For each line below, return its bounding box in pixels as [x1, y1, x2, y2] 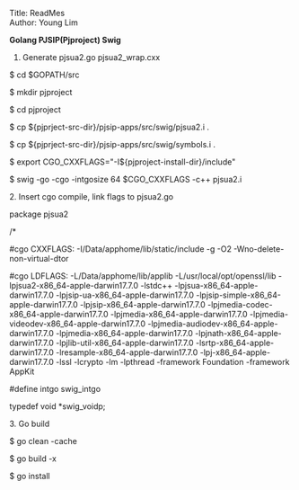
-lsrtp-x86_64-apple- [196, 337, 275, 348]
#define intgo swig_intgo [9, 384, 101, 394]
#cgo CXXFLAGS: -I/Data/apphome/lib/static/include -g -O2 [9, 244, 232, 254]
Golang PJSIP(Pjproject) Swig [9, 35, 121, 45]
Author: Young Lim [9, 17, 78, 28]
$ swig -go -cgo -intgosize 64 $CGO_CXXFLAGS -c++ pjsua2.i [9, 174, 242, 184]
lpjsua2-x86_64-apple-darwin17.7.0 [9, 281, 139, 290]
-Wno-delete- [233, 244, 285, 254]
